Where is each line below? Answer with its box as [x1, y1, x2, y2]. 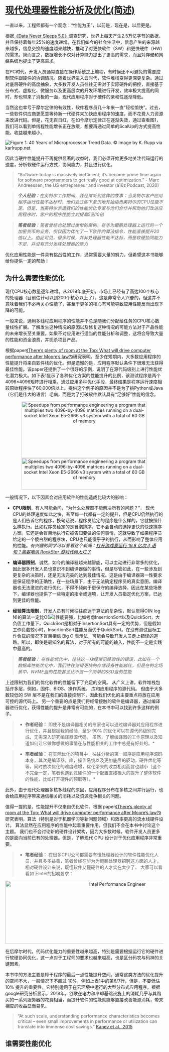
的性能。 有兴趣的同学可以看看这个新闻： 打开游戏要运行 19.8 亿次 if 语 [12, 542, 156, 548]
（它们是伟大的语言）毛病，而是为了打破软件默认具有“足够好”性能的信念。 [5, 391, 159, 397]
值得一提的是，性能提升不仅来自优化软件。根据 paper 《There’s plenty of [5, 803, 152, 809]
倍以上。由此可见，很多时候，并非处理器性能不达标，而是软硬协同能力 [17, 235, 163, 241]
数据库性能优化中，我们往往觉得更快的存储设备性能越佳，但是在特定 [17, 662, 158, 668]
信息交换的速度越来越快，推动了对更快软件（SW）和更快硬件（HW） [22, 45, 163, 51]
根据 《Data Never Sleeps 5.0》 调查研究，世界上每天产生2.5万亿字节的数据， [5, 33, 163, 39]
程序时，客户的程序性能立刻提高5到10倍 [22, 211, 104, 217]
